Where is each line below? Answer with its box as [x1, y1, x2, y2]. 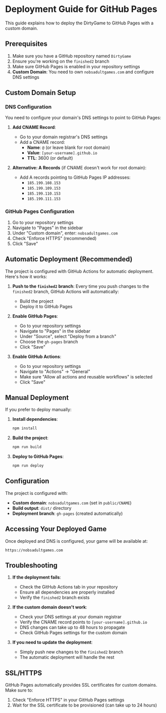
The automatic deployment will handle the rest [19, 654, 115, 660]
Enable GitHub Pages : [12, 313, 58, 319]
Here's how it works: [5, 273, 48, 279]
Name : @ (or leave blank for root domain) [27, 144, 111, 150]
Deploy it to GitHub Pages [19, 303, 73, 309]
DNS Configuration [5, 104, 52, 111]
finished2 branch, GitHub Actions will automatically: [12, 288, 119, 294]
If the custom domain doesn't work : [12, 604, 88, 610]
